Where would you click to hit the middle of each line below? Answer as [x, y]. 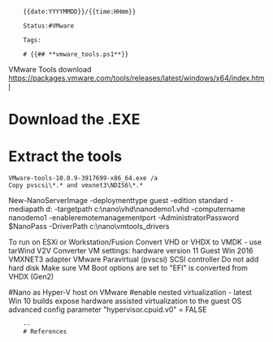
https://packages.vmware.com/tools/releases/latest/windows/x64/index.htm [136, 78]
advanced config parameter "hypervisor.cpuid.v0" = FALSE [108, 310]
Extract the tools [65, 156]
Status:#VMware [49, 26]
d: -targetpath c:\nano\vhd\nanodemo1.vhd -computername [146, 209]
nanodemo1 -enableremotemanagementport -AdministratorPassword [124, 218]
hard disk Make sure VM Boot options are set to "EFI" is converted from [128, 268]
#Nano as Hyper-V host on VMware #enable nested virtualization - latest [130, 292]
